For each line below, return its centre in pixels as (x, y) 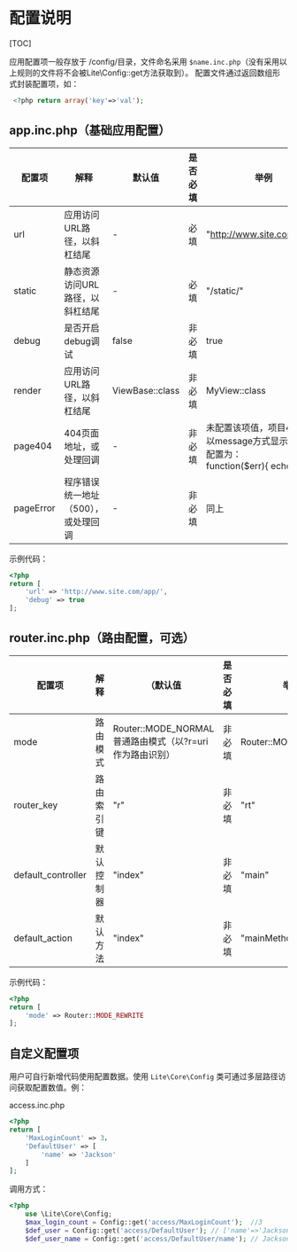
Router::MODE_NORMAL (164, 728)
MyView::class (236, 390)
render (27, 390)
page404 (33, 446)
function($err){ (238, 466)
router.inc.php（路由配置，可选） (102, 638)
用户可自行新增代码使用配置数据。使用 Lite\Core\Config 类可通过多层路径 (144, 1076)
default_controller (50, 874)
